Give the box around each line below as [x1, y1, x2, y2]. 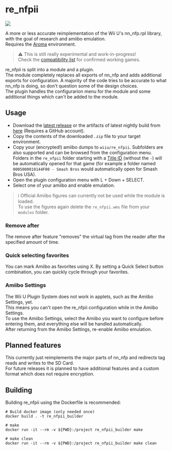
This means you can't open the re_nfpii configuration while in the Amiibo [5, 304, 158, 310]
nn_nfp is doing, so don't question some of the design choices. [5, 83, 138, 89]
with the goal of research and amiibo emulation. [5, 35, 106, 42]
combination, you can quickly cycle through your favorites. [5, 269, 130, 275]
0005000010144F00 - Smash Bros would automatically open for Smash [12, 166, 158, 172]
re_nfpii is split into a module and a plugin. [5, 66, 94, 72]
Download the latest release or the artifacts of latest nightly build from [12, 122, 161, 128]
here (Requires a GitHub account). [12, 127, 85, 134]
